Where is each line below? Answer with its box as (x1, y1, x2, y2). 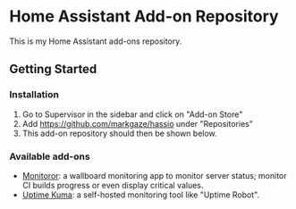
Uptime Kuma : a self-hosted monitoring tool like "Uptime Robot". (21, 189, 260, 200)
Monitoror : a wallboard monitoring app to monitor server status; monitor (21, 170, 288, 180)
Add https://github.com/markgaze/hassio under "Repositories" (21, 118, 253, 129)
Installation (9, 88, 60, 101)
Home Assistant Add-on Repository (9, 6, 279, 27)
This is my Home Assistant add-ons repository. (9, 36, 182, 46)
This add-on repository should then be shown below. (21, 128, 217, 138)
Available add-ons (9, 150, 91, 163)
